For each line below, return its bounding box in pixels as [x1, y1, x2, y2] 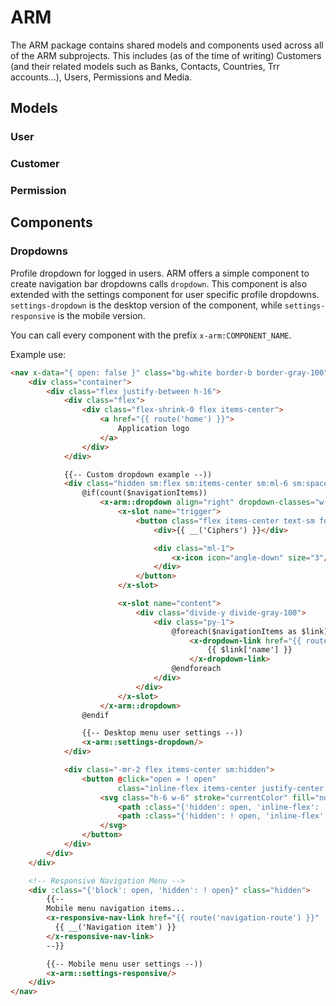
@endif [81, 710, 110, 720]
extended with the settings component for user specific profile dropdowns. [10, 288, 320, 300]
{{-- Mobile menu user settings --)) [46, 959, 203, 969]
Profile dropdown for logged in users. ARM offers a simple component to [10, 267, 310, 279]
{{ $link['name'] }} [206, 645, 293, 655]
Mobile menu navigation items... [46, 904, 186, 914]
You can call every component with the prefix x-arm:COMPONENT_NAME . [10, 329, 292, 341]
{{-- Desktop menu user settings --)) [81, 728, 244, 738]
